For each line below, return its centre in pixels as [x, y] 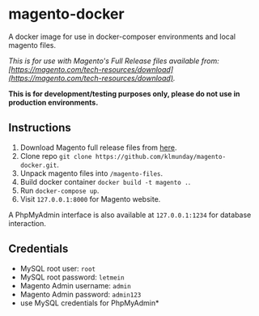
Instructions [40, 128]
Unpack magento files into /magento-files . [91, 173]
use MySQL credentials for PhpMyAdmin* [89, 303]
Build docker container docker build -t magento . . [105, 181]
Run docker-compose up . [59, 190]
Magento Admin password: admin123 [81, 294]
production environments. [53, 102]
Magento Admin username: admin [75, 285]
